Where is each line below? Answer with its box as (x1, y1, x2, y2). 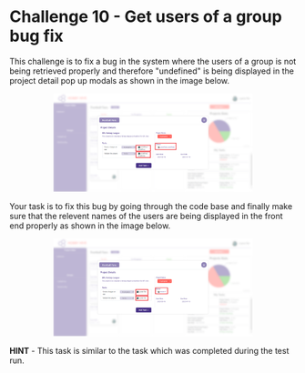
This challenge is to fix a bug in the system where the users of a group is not (9, 55, 297, 66)
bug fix (9, 25, 64, 46)
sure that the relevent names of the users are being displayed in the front (9, 210, 283, 221)
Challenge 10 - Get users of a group (9, 6, 282, 27)
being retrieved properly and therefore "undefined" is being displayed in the (9, 66, 294, 76)
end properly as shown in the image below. (9, 220, 171, 231)
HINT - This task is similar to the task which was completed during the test (9, 345, 290, 356)
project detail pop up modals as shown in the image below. (9, 75, 230, 86)
